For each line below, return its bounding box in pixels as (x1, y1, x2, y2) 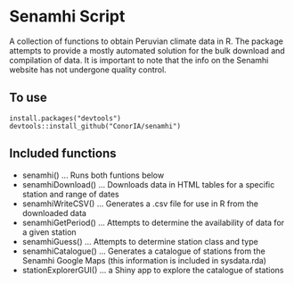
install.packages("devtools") (9, 113, 122, 122)
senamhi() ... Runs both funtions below (21, 170, 165, 180)
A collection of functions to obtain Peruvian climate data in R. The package (9, 36, 283, 46)
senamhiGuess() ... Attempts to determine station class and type (21, 236, 258, 246)
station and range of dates (21, 188, 119, 199)
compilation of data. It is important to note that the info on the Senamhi (9, 54, 269, 65)
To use (9, 90, 47, 105)
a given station (21, 226, 78, 238)
